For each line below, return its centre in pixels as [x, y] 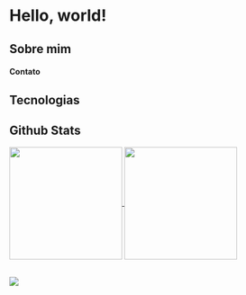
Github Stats [45, 130]
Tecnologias [45, 100]
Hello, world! [58, 16]
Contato [25, 72]
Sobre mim [41, 49]
